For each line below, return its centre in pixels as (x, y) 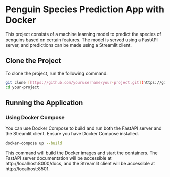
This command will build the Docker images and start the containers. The (81, 153)
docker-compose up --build (34, 143)
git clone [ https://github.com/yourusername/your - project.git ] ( (74, 82)
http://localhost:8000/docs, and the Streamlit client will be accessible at (80, 164)
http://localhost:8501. (27, 169)
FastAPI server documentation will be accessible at (59, 158)
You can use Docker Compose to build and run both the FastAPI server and (83, 128)
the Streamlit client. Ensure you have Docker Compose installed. (72, 134)
